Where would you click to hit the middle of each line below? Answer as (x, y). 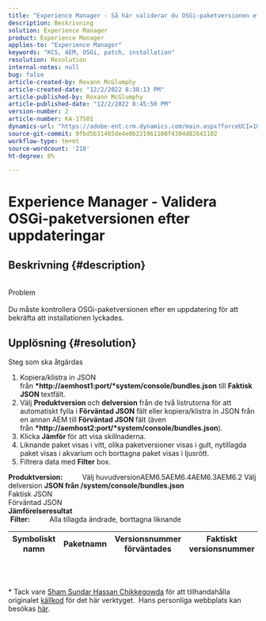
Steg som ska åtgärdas (46, 362)
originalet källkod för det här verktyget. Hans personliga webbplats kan (125, 600)
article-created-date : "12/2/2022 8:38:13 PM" (86, 89)
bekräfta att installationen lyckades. (66, 318)
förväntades (148, 549)
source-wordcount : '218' (49, 148)
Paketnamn (85, 544)
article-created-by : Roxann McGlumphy (72, 82)
